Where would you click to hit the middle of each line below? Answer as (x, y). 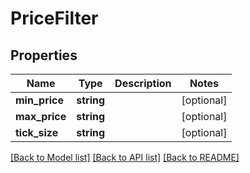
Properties (44, 55)
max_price (41, 116)
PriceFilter (54, 18)
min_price (40, 100)
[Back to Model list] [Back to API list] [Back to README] (125, 157)
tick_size (37, 132)
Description (143, 83)
